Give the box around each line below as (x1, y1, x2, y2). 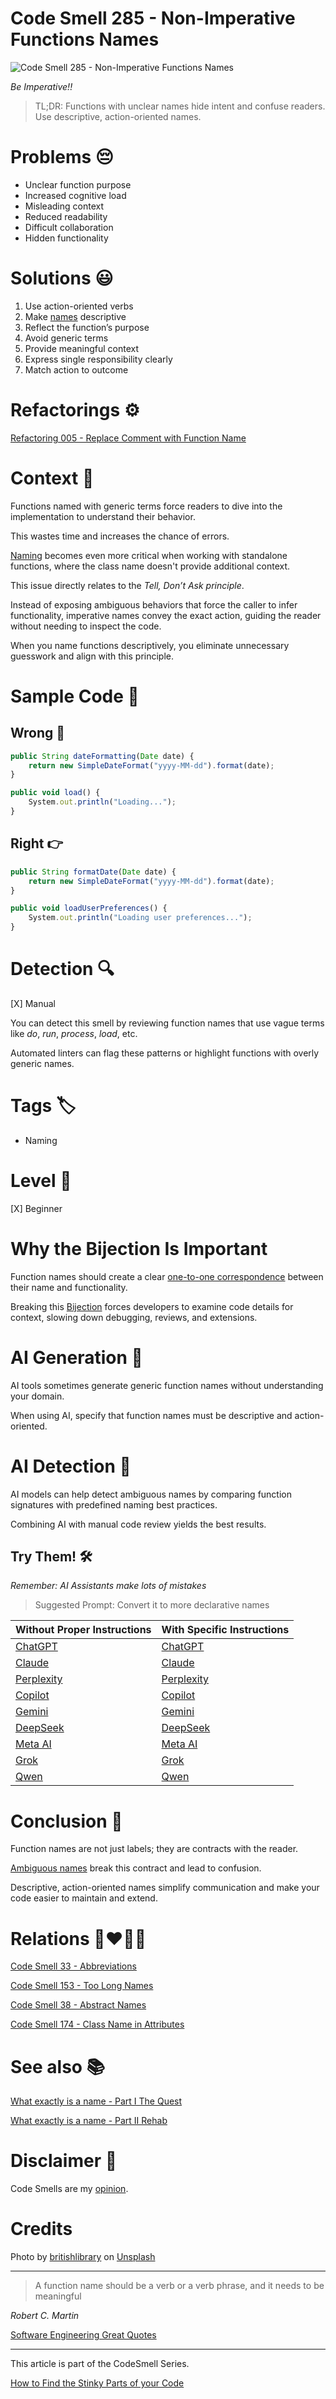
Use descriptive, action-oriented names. (34, 110, 202, 122)
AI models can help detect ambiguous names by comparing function (10, 1488, 292, 1500)
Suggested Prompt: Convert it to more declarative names (34, 1599, 270, 1611)
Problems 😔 (10, 146, 115, 169)
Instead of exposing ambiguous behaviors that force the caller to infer (10, 598, 298, 611)
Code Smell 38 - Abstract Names (10, 1999, 147, 2011)
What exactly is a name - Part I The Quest (10, 2095, 183, 2107)
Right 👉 (10, 835, 64, 852)
